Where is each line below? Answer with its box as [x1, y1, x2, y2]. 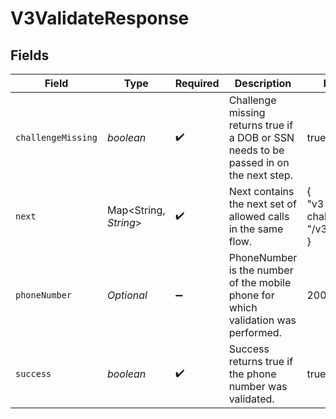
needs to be [228, 143, 285, 157]
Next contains [228, 185, 295, 198]
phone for [228, 288, 275, 302]
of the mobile [228, 276, 292, 289]
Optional [106, 288, 148, 302]
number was [228, 380, 288, 393]
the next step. [228, 168, 293, 182]
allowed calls [228, 210, 290, 223]
